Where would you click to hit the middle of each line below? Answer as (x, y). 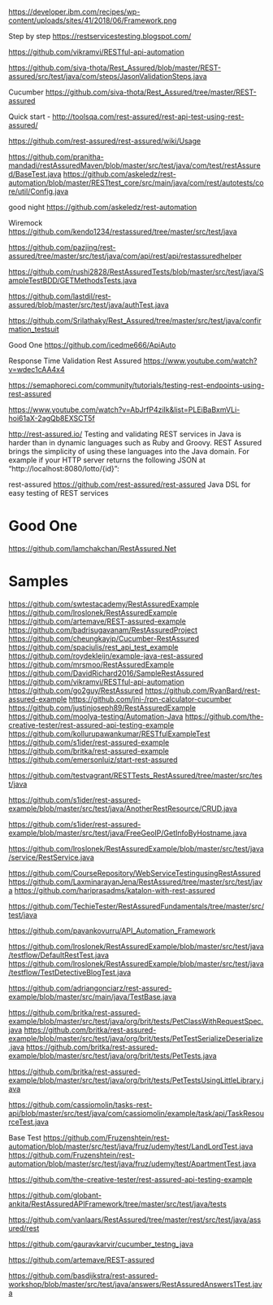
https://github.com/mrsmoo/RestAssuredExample (91, 664)
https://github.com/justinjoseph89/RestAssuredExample (102, 707)
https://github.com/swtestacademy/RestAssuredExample (104, 604)
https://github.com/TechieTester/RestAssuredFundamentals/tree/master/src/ (136, 906)
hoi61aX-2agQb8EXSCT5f (52, 418)
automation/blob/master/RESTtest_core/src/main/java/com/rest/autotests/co (136, 183)
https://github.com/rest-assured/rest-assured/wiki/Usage (105, 141)
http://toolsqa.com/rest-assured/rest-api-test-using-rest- (148, 116)
